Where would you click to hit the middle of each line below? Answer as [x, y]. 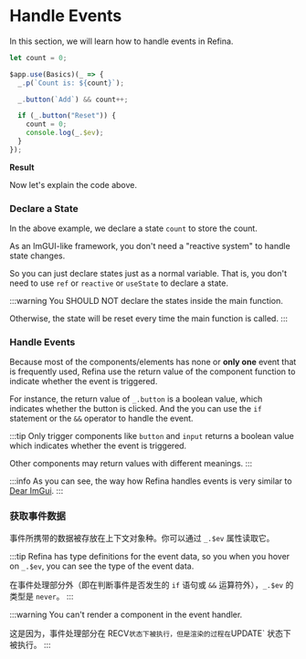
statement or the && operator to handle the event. [101, 418]
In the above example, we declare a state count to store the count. [133, 228]
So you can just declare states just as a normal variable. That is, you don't [148, 274]
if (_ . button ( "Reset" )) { [67, 116]
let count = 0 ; [38, 58]
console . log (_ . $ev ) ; [65, 133]
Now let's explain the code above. [74, 184]
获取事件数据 [38, 517]
